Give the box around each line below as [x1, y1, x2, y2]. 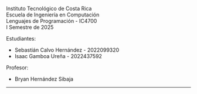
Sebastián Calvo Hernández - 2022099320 [14, 46, 120, 53]
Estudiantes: [6, 35, 36, 42]
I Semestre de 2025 [6, 23, 54, 31]
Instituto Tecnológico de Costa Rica [6, 5, 92, 12]
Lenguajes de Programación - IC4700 [6, 18, 97, 24]
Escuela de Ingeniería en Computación [6, 11, 100, 18]
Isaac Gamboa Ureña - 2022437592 [14, 53, 103, 59]
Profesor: [6, 64, 29, 71]
